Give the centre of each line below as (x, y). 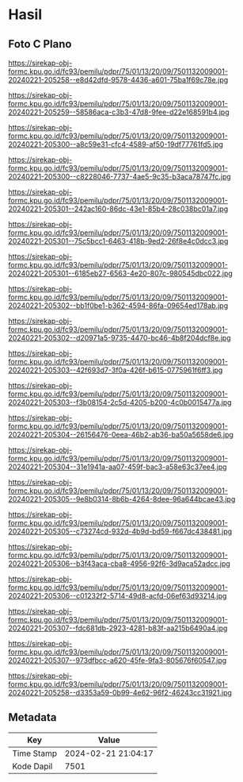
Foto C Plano (40, 44)
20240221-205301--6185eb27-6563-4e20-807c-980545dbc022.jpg (121, 273)
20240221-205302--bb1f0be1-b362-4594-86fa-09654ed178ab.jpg (118, 306)
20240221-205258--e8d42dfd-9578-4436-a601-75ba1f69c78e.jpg (118, 80)
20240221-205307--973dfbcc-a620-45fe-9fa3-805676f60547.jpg (118, 660)
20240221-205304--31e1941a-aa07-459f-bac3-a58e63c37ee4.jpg (118, 467)
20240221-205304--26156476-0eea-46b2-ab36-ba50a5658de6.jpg (121, 435)
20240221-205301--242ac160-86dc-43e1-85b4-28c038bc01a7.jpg (118, 209)
